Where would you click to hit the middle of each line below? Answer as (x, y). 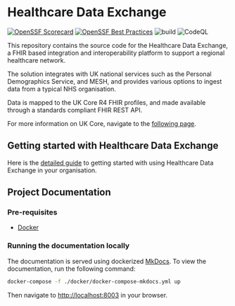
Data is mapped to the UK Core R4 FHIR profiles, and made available (107, 102)
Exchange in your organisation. (52, 170)
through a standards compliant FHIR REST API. (75, 110)
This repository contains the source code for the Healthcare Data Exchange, (118, 45)
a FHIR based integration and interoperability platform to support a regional (116, 53)
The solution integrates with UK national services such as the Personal (110, 74)
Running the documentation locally (69, 246)
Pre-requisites (32, 212)
